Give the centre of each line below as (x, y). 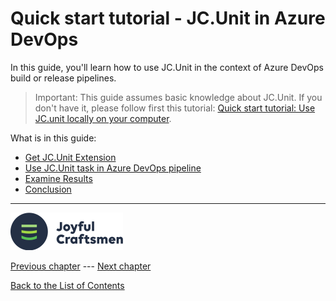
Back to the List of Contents (67, 285)
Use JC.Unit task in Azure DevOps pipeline (113, 168)
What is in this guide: (53, 138)
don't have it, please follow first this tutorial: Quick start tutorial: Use (175, 108)
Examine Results (58, 178)
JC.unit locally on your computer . (103, 118)
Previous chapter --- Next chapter (81, 266)
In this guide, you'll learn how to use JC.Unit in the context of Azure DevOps (167, 67)
